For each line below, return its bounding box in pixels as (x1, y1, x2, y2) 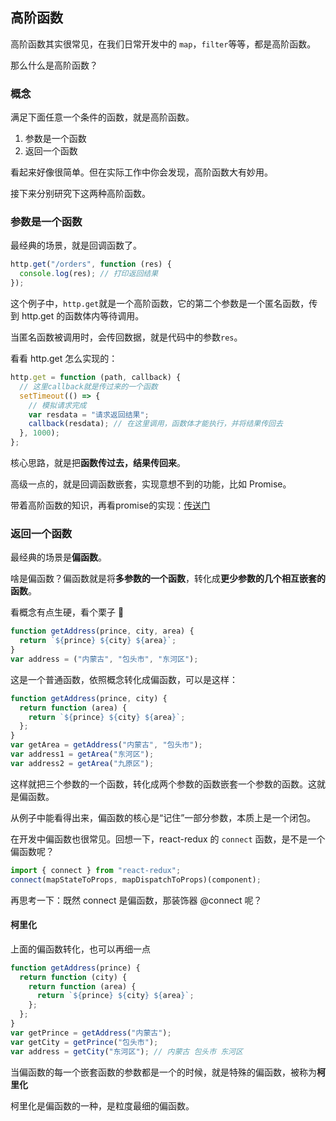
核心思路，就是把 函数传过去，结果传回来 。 (10, 457, 186, 469)
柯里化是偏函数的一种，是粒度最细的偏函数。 (10, 1099, 195, 1112)
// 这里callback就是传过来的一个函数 (19, 381, 158, 392)
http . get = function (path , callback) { (10, 373, 182, 383)
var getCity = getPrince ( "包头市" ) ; (10, 1037, 159, 1047)
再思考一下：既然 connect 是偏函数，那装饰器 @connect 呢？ (10, 894, 263, 906)
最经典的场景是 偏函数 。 (10, 551, 107, 563)
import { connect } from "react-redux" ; (10, 865, 182, 875)
